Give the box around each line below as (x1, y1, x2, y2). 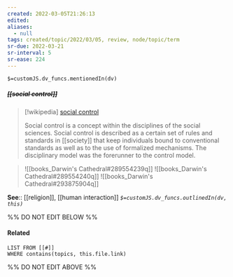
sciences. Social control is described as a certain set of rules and (24, 128, 213, 137)
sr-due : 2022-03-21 (7, 43, 64, 50)
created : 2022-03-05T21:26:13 (7, 10, 96, 18)
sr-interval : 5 (7, 50, 52, 57)
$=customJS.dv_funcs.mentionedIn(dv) (7, 75, 118, 82)
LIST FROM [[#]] (7, 244, 55, 251)
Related (7, 229, 30, 237)
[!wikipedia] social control (24, 107, 99, 116)
